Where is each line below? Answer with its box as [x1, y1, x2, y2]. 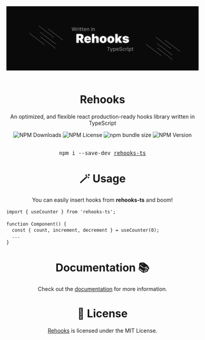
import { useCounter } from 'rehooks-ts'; [6, 209, 116, 215]
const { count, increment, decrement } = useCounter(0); [12, 227, 160, 233]
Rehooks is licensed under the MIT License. [48, 327, 157, 334]
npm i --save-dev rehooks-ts [59, 149, 146, 157]
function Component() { [6, 221, 67, 227]
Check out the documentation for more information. [37, 285, 168, 292]
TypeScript [88, 119, 117, 127]
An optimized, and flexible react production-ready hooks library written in [10, 113, 195, 120]
